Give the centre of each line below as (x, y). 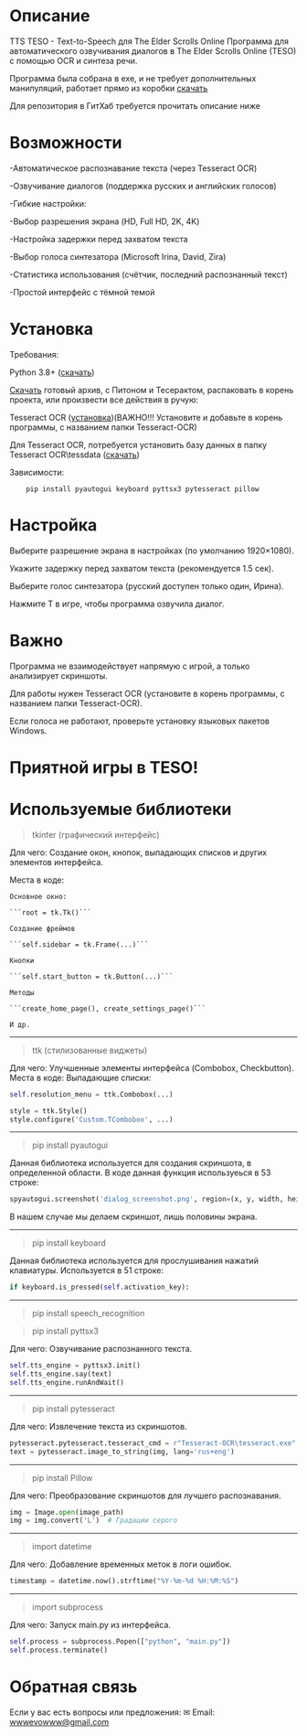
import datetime (62, 1547)
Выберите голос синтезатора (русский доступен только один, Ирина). (147, 585)
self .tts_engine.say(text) (61, 1374)
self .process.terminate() (58, 1650)
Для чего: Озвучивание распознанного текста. (101, 1349)
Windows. (28, 730)
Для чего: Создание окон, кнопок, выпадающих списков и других (138, 852)
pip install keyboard (69, 1243)
